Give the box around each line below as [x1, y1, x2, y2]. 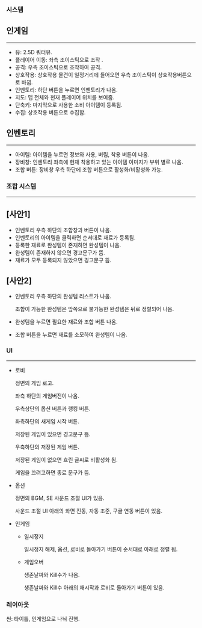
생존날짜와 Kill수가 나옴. [23, 571, 80, 578]
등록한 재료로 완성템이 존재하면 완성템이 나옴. [14, 241, 121, 248]
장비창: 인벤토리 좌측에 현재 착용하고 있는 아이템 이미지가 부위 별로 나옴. [14, 158, 183, 165]
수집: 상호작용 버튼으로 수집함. [14, 108, 86, 115]
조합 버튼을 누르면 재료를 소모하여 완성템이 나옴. [14, 331, 127, 338]
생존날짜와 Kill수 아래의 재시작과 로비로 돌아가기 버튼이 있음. [23, 583, 165, 591]
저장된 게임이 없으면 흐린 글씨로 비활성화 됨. [14, 456, 118, 463]
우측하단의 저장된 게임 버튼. [14, 443, 80, 451]
